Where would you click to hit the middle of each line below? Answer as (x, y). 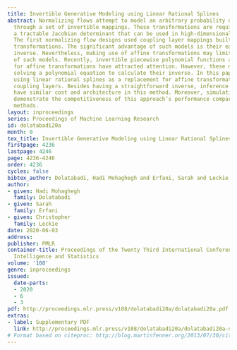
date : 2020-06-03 (33, 230)
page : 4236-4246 (31, 158)
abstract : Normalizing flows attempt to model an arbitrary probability (116, 20)
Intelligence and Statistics (56, 257)
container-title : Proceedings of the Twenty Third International (105, 250)
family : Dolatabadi (42, 198)
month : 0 (20, 132)
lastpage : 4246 (30, 152)
